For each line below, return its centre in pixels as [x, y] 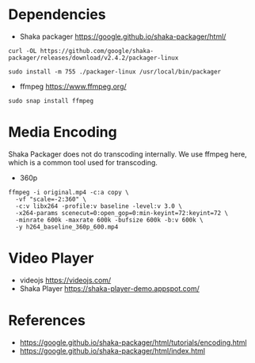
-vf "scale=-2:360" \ [51, 199]
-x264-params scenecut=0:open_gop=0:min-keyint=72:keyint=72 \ [122, 213]
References [47, 320]
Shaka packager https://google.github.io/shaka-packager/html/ [123, 36]
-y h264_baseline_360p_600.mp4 [67, 227]
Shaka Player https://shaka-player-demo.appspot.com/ [110, 288]
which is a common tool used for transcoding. [83, 162]
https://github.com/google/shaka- [97, 51]
